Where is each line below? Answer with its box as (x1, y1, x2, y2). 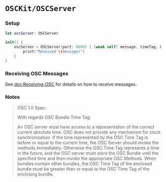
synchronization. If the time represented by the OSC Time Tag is (17, 135, 148, 140)
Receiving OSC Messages (5, 70, 69, 77)
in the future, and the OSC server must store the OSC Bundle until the (17, 150, 159, 156)
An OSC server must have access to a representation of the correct (17, 124, 155, 130)
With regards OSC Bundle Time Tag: (17, 114, 91, 120)
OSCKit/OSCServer (5, 4, 77, 13)
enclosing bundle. (17, 171, 54, 177)
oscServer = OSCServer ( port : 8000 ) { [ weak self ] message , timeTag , (14, 45, 158, 49)
